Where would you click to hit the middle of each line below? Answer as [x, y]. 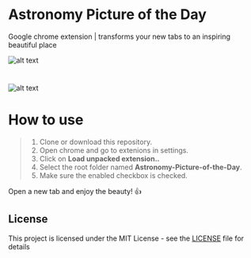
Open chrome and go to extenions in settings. [114, 150]
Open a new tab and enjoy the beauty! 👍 [75, 192]
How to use [46, 120]
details [19, 246]
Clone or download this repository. [96, 142]
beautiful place [32, 44]
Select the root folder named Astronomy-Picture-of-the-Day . [141, 167]
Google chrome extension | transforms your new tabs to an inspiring [120, 36]
